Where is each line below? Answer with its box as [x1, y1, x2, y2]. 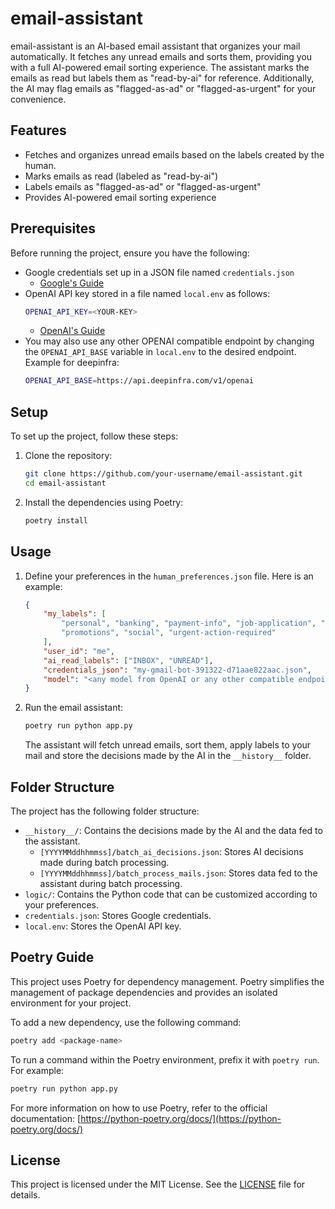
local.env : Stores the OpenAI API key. [24, 920, 182, 932]
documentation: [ [10, 1112, 82, 1124]
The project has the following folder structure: [10, 805, 200, 817]
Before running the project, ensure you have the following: [10, 247, 250, 259]
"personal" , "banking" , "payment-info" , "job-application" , [61, 618, 317, 629]
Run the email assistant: [24, 702, 124, 714]
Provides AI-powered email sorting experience [24, 191, 217, 203]
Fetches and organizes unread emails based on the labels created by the [24, 148, 325, 161]
